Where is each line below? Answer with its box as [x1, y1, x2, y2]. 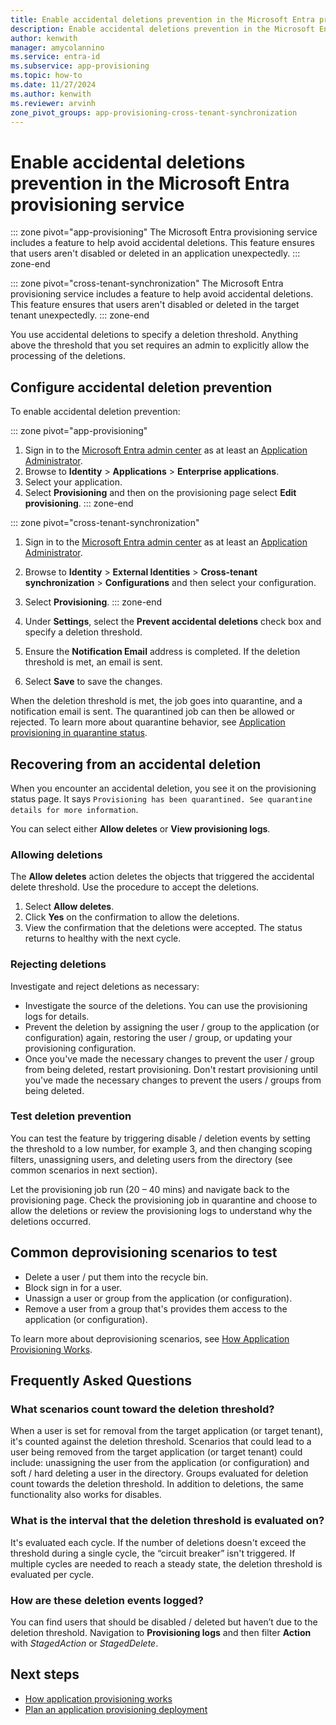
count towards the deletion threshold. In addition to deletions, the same [10, 1478, 304, 1490]
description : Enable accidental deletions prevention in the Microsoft [10, 24, 315, 34]
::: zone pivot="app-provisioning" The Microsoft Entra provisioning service [10, 226, 318, 238]
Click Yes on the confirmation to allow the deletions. [24, 911, 240, 923]
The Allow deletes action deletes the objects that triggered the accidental [10, 871, 315, 883]
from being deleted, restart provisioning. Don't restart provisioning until [24, 1063, 318, 1075]
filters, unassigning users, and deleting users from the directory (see [10, 1153, 293, 1165]
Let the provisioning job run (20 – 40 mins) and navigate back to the [10, 1183, 290, 1195]
